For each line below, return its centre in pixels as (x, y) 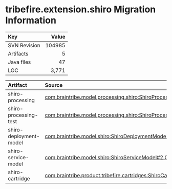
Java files (19, 62)
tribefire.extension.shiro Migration (81, 10)
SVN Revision (24, 45)
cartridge (19, 178)
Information (31, 20)
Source (54, 85)
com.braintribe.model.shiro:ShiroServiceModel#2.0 (106, 157)
